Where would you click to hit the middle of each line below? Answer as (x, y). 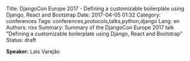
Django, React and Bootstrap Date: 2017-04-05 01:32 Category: (83, 15)
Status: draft (21, 40)
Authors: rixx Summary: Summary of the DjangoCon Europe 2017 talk (90, 27)
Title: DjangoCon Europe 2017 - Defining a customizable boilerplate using (95, 9)
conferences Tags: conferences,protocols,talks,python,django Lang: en (93, 21)
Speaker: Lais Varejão (33, 52)
